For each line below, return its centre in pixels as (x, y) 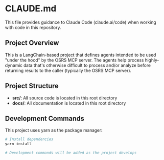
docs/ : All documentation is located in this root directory (69, 103)
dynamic (14, 65)
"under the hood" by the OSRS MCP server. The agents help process (75, 60)
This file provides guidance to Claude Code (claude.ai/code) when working (81, 22)
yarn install (18, 144)
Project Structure (32, 86)
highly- (152, 60)
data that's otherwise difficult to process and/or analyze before (87, 65)
